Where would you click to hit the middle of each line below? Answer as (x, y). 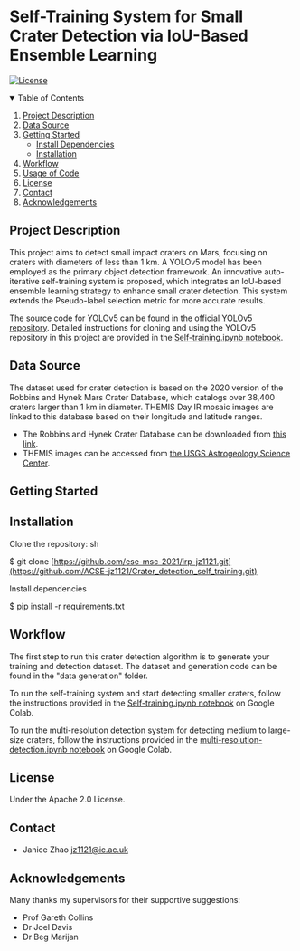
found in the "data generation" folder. (79, 676)
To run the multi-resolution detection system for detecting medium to (138, 730)
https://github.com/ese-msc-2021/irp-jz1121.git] (143, 561)
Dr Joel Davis (47, 927)
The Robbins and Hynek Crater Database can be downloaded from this (155, 434)
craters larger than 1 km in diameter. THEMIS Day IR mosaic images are (141, 407)
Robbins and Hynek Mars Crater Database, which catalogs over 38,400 (142, 397)
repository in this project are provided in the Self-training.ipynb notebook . (146, 337)
